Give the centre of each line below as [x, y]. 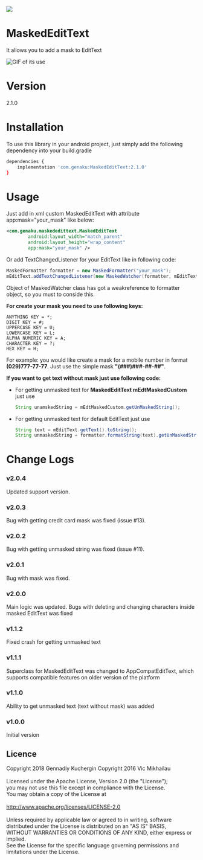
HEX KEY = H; [23, 348]
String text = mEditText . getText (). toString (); [76, 430]
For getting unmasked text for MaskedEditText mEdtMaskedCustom [101, 390]
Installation [35, 127]
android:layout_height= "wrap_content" [77, 242]
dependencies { [25, 161]
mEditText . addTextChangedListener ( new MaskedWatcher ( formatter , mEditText [102, 276]
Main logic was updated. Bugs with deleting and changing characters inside [101, 606]
